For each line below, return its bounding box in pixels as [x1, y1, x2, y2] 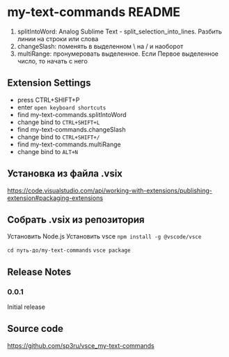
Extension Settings [7, 77, 91, 89]
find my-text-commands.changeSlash [17, 125, 127, 133]
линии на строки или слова [17, 34, 99, 43]
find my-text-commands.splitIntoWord [17, 110, 127, 119]
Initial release [7, 303, 45, 311]
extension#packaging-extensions [7, 193, 103, 202]
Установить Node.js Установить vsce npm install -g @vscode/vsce [7, 232, 202, 241]
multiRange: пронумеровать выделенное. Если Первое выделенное [17, 50, 219, 58]
